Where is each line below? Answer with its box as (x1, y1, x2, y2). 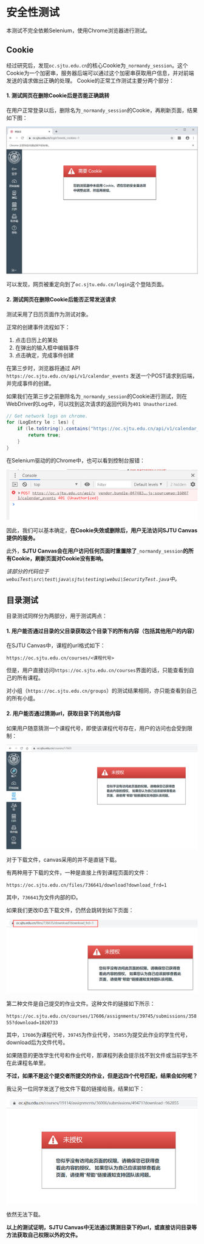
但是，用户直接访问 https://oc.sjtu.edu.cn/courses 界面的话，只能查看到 (6, 667, 189, 674)
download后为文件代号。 (6, 1039, 69, 1046)
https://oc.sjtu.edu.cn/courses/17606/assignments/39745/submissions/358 (6, 1013, 197, 1020)
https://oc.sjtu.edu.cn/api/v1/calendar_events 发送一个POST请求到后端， (6, 372, 198, 379)
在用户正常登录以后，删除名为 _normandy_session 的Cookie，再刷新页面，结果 (6, 106, 198, 114)
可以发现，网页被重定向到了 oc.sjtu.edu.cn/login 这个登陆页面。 (6, 281, 168, 288)
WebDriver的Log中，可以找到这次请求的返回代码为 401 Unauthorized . (6, 400, 178, 407)
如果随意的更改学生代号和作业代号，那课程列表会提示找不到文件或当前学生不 (6, 1052, 198, 1059)
